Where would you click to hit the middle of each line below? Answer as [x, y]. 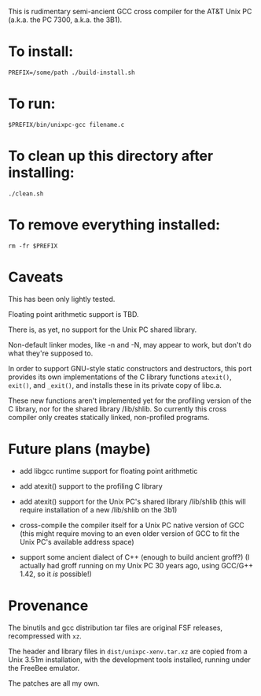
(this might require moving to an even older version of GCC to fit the [129, 533]
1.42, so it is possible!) [55, 574]
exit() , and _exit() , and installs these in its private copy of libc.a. [115, 385]
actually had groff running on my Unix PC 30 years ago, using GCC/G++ [136, 565]
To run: [32, 104]
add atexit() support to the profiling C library [91, 486]
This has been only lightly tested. [62, 299]
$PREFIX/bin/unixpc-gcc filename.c [66, 125]
